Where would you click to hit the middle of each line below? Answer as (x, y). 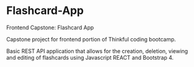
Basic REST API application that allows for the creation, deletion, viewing (97, 51)
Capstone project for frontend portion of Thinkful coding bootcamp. (91, 39)
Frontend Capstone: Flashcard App (50, 27)
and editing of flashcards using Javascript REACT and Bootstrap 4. (90, 57)
